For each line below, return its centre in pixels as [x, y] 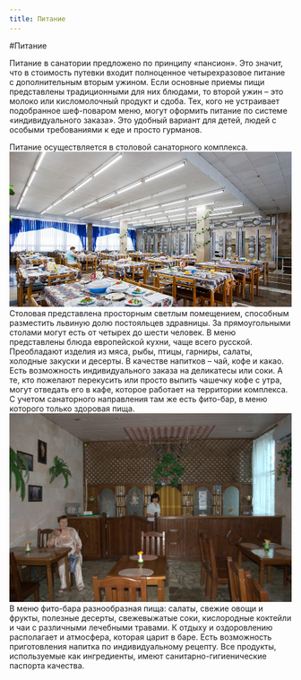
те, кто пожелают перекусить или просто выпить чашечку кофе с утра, [146, 380]
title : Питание [38, 19]
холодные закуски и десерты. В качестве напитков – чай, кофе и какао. [147, 361]
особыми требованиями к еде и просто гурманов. [106, 129]
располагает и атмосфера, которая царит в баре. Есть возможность [141, 637]
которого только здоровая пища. [72, 409]
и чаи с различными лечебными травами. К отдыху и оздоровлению [141, 627]
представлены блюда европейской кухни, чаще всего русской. [131, 341]
